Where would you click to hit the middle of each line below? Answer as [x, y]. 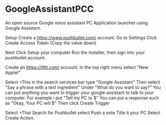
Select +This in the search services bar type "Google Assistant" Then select [83, 82]
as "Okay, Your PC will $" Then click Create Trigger [57, 103]
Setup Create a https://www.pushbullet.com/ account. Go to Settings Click [81, 38]
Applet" [13, 72]
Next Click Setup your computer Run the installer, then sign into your [75, 52]
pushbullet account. [26, 57]
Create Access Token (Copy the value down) [51, 42]
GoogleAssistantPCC [50, 9]
